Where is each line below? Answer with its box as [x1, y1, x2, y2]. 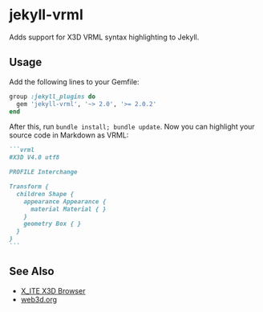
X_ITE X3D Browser [20, 285, 86, 295]
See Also [9, 265, 55, 278]
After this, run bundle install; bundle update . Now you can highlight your [9, 122, 255, 132]
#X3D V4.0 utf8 [9, 154, 60, 162]
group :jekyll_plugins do [9, 92, 95, 101]
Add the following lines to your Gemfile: [9, 76, 140, 86]
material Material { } [30, 205, 107, 213]
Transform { [9, 183, 49, 191]
